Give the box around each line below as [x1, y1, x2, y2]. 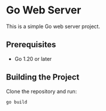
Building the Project [6, 72, 80, 82]
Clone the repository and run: [6, 88, 77, 95]
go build [6, 99, 28, 105]
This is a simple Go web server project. [6, 23, 101, 30]
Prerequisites [6, 40, 56, 50]
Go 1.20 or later [14, 55, 52, 62]
